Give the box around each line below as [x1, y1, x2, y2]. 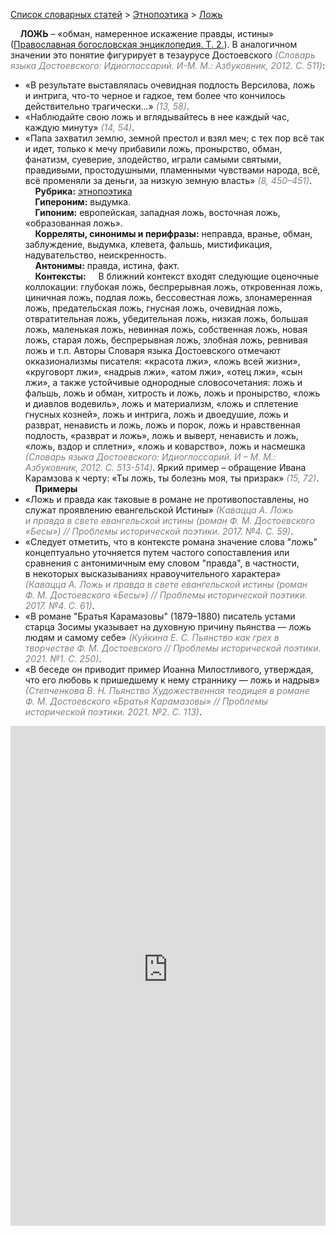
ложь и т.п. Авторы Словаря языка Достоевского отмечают [24, 345, 281, 356]
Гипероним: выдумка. [34, 196, 132, 208]
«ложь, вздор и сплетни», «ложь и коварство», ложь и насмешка [24, 440, 306, 452]
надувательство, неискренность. [24, 249, 167, 261]
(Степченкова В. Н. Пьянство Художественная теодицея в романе [24, 685, 310, 696]
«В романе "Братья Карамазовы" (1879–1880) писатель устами [24, 610, 296, 622]
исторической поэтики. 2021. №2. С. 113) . [24, 706, 202, 718]
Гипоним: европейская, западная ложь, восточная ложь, [34, 207, 281, 218]
